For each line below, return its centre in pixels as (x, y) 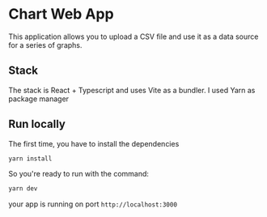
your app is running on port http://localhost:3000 (93, 204)
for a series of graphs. (45, 45)
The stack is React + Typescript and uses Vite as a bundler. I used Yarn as (132, 90)
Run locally (37, 124)
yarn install (30, 159)
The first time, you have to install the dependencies (94, 143)
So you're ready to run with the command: (79, 174)
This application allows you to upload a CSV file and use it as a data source (133, 36)
